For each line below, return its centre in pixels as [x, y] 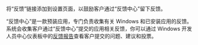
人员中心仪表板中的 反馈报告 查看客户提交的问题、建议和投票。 [82, 36]
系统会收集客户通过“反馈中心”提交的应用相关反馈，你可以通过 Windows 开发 [99, 29]
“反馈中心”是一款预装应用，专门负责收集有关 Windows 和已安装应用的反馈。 [99, 21]
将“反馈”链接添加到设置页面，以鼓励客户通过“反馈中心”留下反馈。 [86, 9]
